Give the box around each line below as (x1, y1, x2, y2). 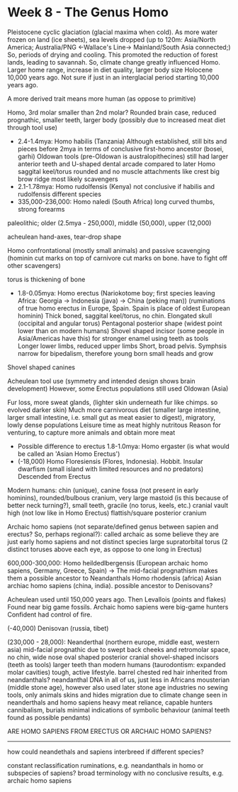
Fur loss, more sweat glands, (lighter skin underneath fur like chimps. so (7, 398, 218, 406)
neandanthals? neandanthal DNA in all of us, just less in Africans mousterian (7, 676, 230, 684)
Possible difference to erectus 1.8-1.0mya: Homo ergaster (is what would (17, 442, 230, 450)
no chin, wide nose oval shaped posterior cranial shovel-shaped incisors (7, 653, 220, 661)
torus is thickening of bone (7, 275, 86, 283)
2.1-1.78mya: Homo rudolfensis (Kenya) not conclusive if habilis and (17, 182, 215, 190)
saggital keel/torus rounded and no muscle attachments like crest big (17, 167, 220, 175)
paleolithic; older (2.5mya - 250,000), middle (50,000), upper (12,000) (7, 218, 212, 227)
